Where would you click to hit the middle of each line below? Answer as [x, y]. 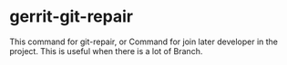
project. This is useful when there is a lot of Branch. [106, 51]
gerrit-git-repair [72, 17]
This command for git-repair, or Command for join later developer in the [144, 42]
